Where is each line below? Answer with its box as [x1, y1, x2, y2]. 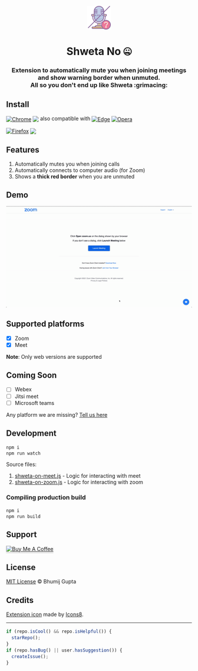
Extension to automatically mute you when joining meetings [11, 66, 187, 74]
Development [6, 429, 57, 439]
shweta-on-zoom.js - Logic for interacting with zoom [14, 479, 143, 486]
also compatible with [40, 115, 91, 122]
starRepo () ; [11, 635, 41, 641]
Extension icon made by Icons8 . [6, 611, 84, 618]
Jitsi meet [14, 393, 39, 400]
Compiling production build [6, 494, 86, 502]
